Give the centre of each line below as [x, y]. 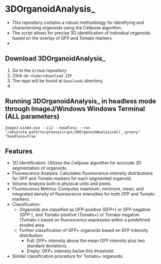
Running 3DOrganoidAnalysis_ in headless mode [81, 101]
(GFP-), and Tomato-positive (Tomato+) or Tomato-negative [79, 215]
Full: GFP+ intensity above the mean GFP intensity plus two [86, 241]
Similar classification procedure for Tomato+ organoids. [68, 256]
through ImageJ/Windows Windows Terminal [75, 109]
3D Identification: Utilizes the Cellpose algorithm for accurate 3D [77, 163]
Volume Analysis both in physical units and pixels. [62, 183]
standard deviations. [47, 246]
